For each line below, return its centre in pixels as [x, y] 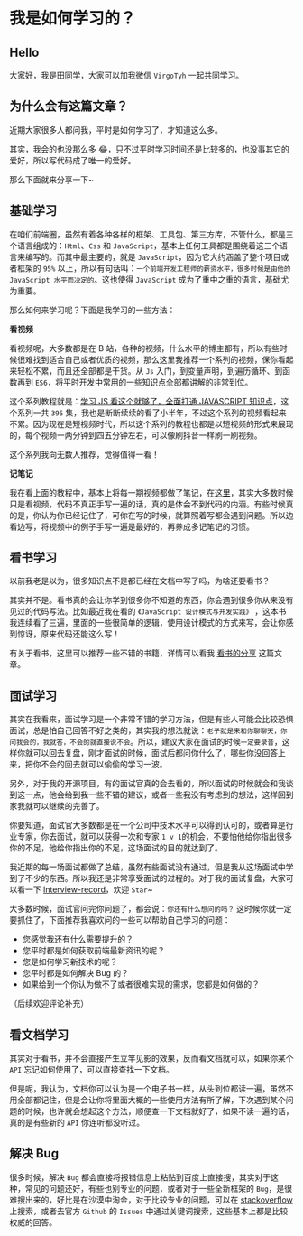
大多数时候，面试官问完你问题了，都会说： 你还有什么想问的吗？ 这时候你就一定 [151, 909]
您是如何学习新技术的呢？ [70, 962]
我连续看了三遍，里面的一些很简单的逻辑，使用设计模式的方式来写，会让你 [147, 623]
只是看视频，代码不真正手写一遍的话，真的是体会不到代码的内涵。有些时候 [147, 504]
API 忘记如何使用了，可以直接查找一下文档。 [92, 1070]
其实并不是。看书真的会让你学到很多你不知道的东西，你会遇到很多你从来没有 [151, 600]
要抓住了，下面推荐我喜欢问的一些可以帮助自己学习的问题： [120, 920]
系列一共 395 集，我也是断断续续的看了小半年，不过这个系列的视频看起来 [151, 413]
